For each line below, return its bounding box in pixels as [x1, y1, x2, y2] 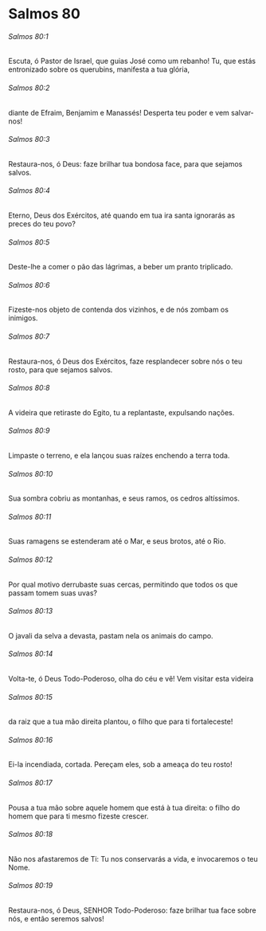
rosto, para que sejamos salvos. [8, 364, 113, 375]
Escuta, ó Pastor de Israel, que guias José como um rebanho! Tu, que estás [8, 57, 256, 66]
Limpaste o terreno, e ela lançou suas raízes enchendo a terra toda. [8, 451, 230, 461]
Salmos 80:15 [8, 692, 53, 701]
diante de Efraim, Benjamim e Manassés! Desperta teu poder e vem [8, 108, 229, 117]
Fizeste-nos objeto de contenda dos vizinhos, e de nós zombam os [8, 304, 229, 315]
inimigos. [8, 313, 38, 323]
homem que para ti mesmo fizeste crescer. [8, 811, 149, 821]
